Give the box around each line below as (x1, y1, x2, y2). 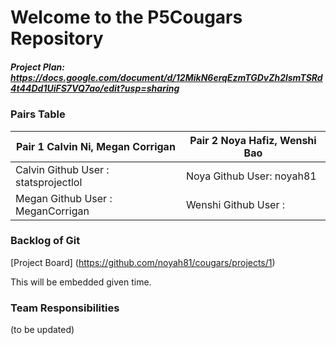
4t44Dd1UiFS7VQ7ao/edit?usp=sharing (10, 82, 180, 94)
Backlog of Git (10, 234, 81, 248)
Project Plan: (10, 61, 65, 73)
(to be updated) (10, 324, 75, 336)
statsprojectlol (15, 175, 83, 189)
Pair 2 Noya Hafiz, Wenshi (189, 133, 317, 147)
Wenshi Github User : (185, 197, 286, 211)
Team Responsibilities (10, 301, 120, 315)
